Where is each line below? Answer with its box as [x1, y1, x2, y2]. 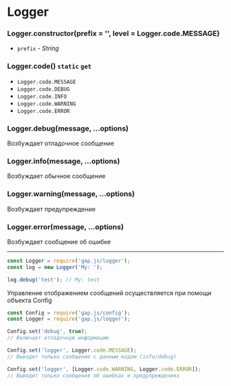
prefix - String [16, 44, 60, 52]
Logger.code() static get [7, 61, 91, 71]
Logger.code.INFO [16, 93, 67, 100]
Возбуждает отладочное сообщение [7, 139, 115, 148]
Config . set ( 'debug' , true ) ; [7, 328, 88, 335]
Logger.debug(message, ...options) [7, 123, 129, 133]
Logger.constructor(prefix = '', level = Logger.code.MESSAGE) [7, 29, 220, 39]
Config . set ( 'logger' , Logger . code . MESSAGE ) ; [7, 347, 137, 354]
